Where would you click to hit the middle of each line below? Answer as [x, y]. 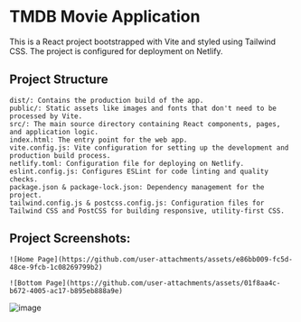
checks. [24, 179]
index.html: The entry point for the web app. [99, 140]
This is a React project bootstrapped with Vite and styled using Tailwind [143, 41]
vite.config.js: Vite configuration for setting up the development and [149, 147]
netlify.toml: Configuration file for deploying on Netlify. [127, 163]
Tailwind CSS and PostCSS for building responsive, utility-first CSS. [147, 211]
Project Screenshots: [70, 239]
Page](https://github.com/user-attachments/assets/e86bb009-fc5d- [165, 259]
